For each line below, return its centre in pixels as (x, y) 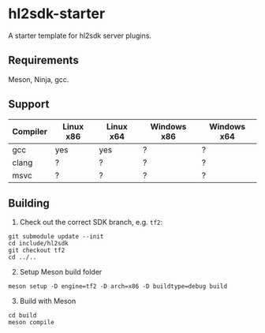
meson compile (32, 323)
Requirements (43, 60)
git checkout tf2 (37, 251)
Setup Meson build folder (61, 272)
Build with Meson (48, 301)
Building (29, 203)
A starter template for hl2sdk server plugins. (80, 36)
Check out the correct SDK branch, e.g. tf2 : (91, 223)
